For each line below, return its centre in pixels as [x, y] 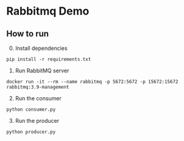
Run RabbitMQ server [42, 70]
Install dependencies [41, 48]
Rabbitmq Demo [48, 11]
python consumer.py [31, 109]
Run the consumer [38, 98]
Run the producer [37, 121]
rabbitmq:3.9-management [38, 87]
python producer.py [31, 132]
